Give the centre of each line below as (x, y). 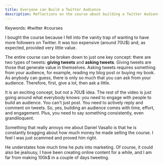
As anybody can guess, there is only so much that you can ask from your (78, 78)
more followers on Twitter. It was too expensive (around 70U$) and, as (75, 42)
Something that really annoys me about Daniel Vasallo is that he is (71, 127)
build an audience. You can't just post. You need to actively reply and (74, 102)
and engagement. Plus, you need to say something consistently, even (74, 113)
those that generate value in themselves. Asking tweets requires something (80, 67)
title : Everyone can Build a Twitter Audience (53, 9)
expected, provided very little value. (41, 48)
